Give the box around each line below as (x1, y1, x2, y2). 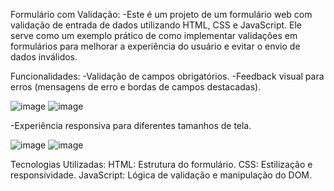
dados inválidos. (10, 51, 78, 63)
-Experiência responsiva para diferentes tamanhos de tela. (10, 120, 252, 131)
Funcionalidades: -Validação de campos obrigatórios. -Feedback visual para (10, 70, 325, 82)
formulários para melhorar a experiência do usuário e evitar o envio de (10, 40, 301, 52)
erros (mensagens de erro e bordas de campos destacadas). (10, 81, 262, 93)
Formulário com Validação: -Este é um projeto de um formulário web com (10, 9, 313, 20)
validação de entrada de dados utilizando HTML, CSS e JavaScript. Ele (10, 19, 302, 31)
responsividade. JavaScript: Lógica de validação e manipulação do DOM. (10, 169, 313, 181)
